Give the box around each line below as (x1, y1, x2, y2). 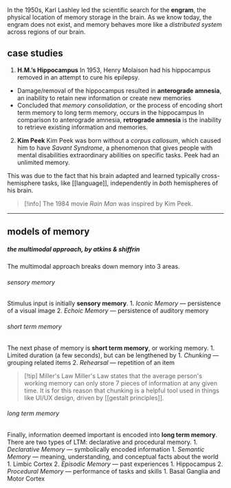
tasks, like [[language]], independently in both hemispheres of (42, 179, 219, 187)
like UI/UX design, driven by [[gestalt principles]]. (23, 393, 164, 401)
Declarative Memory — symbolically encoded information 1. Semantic (7, 445, 205, 453)
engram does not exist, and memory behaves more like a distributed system (7, 21, 222, 28)
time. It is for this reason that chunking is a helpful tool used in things (23, 386, 220, 395)
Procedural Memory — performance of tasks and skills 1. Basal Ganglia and (7, 467, 221, 475)
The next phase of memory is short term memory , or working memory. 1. (7, 344, 215, 352)
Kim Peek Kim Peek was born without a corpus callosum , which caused (16, 136, 221, 144)
